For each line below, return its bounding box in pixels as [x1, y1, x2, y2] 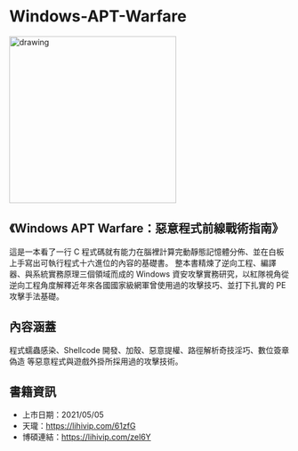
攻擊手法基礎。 [9, 291, 64, 302]
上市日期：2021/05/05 [21, 409, 104, 420]
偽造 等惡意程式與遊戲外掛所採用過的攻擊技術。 [9, 356, 183, 366]
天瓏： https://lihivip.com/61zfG [21, 421, 136, 431]
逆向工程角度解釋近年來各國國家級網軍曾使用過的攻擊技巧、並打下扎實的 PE [9, 279, 286, 290]
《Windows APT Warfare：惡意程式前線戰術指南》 [9, 221, 285, 237]
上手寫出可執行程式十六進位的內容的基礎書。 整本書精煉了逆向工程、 [9, 257, 261, 268]
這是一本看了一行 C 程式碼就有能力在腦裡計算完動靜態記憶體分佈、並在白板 [9, 246, 285, 257]
